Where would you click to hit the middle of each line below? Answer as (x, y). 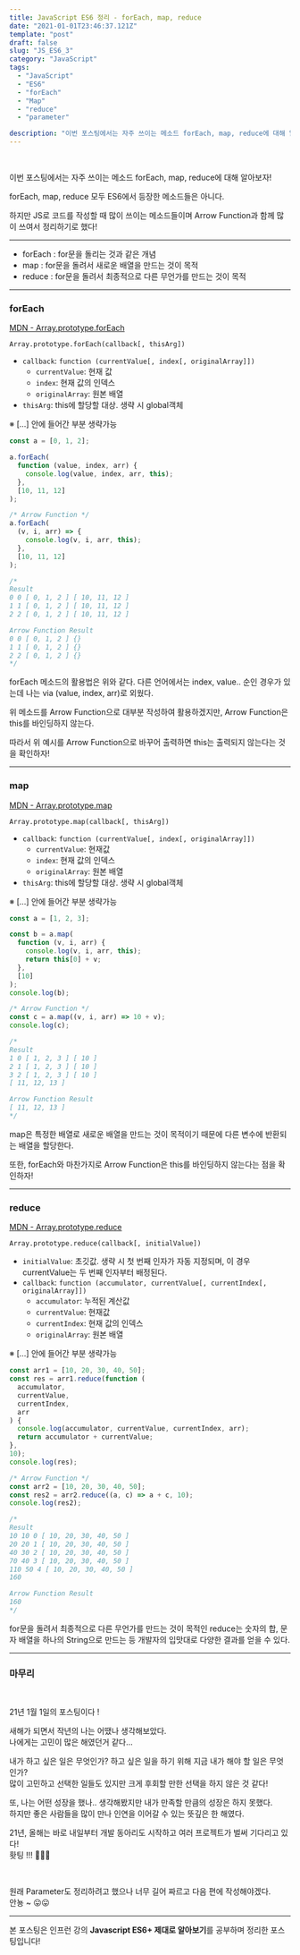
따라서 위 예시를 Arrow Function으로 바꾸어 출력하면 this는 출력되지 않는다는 (143, 743)
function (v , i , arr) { (61, 943)
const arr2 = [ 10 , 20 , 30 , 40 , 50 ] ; (77, 1486)
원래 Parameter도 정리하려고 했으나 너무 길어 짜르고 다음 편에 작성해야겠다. (140, 1891)
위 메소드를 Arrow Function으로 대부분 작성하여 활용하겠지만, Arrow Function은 (149, 712)
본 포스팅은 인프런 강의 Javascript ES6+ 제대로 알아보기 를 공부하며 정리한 (139, 1930)
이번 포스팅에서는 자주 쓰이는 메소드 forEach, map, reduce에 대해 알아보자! (141, 177)
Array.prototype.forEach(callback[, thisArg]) (97, 344)
